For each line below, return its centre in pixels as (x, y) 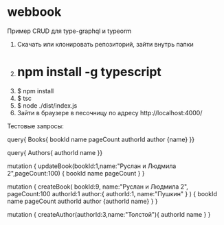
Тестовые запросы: (35, 126)
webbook (34, 12)
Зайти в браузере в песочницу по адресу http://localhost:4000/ (110, 113)
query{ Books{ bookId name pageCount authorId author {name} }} (101, 139)
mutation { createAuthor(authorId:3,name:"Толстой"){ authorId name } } (109, 214)
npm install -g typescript (89, 72)
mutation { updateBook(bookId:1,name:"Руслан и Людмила (92, 166)
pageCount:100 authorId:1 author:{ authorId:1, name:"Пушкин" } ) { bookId (112, 193)
